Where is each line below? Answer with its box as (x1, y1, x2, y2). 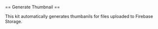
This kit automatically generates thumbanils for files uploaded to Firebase (5, 14, 153, 19)
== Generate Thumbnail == (5, 4, 60, 10)
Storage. (5, 19, 23, 24)
